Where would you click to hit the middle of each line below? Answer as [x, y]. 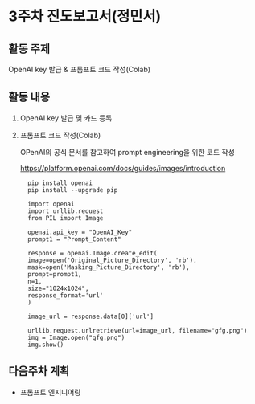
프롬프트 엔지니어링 [50, 392]
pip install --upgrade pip [73, 190]
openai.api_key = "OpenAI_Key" [80, 232]
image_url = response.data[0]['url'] [91, 316]
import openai [51, 204]
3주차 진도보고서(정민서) [85, 16]
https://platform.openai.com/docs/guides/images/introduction [123, 168]
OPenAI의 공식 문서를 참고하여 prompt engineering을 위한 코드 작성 [127, 152]
